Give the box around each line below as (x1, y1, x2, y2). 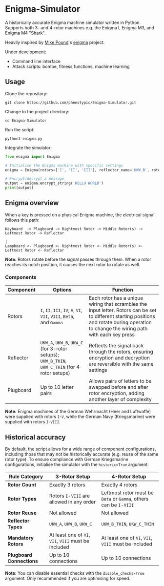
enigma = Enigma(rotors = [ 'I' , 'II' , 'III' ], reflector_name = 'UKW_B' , (5, 167, 150, 172)
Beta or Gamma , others (101, 495, 149, 502)
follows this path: (5, 217, 40, 223)
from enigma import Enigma (5, 154, 60, 159)
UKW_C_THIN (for (40, 364, 75, 371)
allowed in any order (49, 498, 96, 505)
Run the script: (5, 126, 35, 132)
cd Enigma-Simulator (5, 118, 47, 123)
